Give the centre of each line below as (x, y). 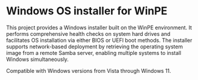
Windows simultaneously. (37, 59)
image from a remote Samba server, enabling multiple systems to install (94, 53)
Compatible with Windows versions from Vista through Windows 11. (89, 70)
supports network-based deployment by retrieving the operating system (95, 47)
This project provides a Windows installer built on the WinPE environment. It (99, 27)
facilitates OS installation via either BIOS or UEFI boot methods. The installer (99, 40)
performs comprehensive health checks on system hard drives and (88, 33)
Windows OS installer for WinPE (87, 11)
